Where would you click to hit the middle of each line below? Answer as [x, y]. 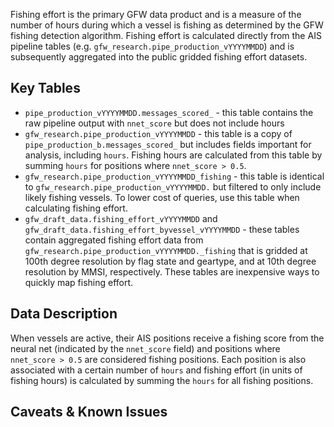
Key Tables [45, 88]
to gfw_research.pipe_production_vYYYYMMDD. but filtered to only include [173, 186]
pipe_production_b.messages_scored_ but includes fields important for [168, 144]
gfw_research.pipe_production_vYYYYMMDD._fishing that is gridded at [166, 250]
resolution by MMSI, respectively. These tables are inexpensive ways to [172, 271]
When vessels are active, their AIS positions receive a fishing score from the [167, 338]
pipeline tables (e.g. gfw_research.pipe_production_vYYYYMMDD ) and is [152, 46]
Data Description [64, 314]
